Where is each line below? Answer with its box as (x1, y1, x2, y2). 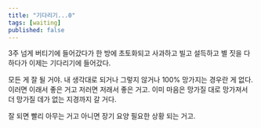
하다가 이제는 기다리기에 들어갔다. (8, 58, 111, 68)
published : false (8, 26, 65, 34)
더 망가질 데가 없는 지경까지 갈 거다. (8, 95, 117, 104)
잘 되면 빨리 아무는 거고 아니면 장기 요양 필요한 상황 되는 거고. (8, 112, 196, 121)
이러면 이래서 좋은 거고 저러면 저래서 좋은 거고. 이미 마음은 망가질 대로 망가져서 (8, 85, 248, 94)
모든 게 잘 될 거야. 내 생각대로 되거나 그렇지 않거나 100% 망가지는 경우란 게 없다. (8, 75, 253, 85)
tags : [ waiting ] (8, 19, 61, 27)
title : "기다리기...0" (8, 11, 76, 20)
